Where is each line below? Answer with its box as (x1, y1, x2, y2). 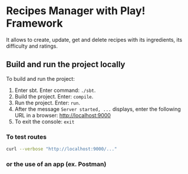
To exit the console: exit (14, 118, 75, 125)
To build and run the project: (6, 75, 75, 82)
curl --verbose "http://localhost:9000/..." (6, 146, 117, 152)
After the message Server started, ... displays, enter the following (14, 105, 181, 113)
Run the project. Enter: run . (14, 99, 81, 106)
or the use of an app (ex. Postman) (6, 160, 107, 168)
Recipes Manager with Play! (6, 4, 146, 18)
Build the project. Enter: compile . (14, 93, 94, 100)
